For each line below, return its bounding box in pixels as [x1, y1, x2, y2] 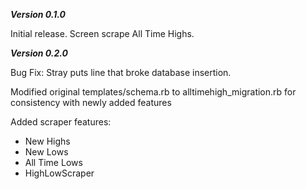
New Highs [24, 135, 71, 147]
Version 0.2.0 [10, 47, 69, 59]
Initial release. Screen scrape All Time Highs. [10, 28, 195, 39]
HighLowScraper [24, 167, 95, 179]
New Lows [24, 146, 69, 158]
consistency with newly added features [10, 97, 172, 108]
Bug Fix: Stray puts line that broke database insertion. [10, 67, 232, 78]
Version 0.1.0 [10, 9, 66, 20]
